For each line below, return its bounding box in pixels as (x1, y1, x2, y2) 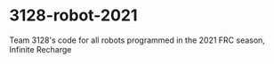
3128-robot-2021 (9, 5, 138, 26)
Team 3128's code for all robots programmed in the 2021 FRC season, (9, 35, 265, 45)
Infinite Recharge (9, 44, 72, 54)
